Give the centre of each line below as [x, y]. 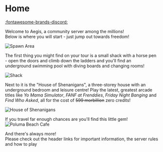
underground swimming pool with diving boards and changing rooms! [75, 66]
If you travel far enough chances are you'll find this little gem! [66, 119]
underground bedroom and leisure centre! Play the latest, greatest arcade [79, 90]
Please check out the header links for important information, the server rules [81, 139]
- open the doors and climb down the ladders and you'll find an [68, 60]
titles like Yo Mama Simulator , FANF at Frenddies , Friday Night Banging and [81, 95]
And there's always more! [31, 133]
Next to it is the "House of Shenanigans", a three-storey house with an [75, 85]
